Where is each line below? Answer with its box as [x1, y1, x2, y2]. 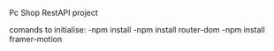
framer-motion [9, 34, 63, 44]
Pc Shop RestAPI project [9, 8, 99, 18]
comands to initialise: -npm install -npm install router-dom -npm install [9, 25, 265, 34]
